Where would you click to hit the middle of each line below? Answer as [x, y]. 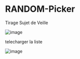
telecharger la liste [24, 42]
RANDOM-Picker [40, 9]
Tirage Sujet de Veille [27, 23]
